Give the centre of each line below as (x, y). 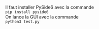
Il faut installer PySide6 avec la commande (50, 7)
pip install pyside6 (27, 12)
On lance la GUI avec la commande (42, 17)
